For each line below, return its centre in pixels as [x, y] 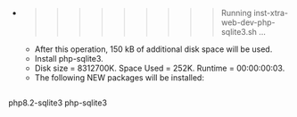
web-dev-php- [248, 22]
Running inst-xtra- [255, 13]
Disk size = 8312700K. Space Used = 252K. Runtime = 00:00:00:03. [160, 68]
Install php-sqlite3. [69, 58]
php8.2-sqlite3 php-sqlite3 [58, 103]
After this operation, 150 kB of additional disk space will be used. [153, 49]
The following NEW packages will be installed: [119, 78]
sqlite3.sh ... [243, 32]
